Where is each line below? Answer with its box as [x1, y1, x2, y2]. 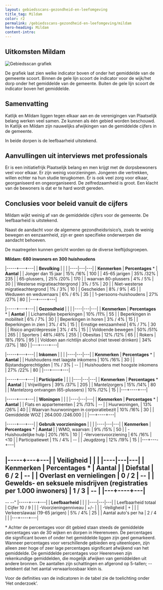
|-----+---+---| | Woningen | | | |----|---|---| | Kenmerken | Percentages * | [5, 396, 158, 402]
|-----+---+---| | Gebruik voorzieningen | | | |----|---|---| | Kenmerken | [5, 422, 151, 427]
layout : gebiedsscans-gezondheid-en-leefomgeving [5, 7, 108, 12]
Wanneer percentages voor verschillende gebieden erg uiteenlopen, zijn [5, 540, 150, 546]
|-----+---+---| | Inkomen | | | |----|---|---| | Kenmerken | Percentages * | [5, 351, 155, 358]
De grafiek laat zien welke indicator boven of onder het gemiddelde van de [5, 70, 155, 76]
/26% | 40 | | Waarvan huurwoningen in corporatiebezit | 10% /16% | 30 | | [5, 407, 154, 413]
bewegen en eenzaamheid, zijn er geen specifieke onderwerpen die [5, 232, 142, 238]
